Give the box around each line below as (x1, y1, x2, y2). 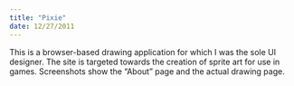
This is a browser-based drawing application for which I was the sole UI (9, 46, 277, 57)
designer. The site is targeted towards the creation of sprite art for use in (9, 56, 280, 67)
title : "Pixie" (9, 13, 67, 23)
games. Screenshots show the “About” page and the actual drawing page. (9, 65, 285, 77)
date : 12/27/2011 (9, 22, 75, 31)
